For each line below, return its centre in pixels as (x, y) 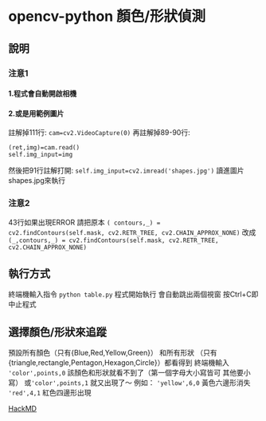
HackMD (23, 409)
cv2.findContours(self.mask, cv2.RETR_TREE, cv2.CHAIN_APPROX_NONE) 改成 (132, 232)
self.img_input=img (41, 155)
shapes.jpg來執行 (37, 181)
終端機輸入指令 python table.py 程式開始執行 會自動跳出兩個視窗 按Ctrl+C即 (133, 294)
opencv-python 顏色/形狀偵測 (107, 16)
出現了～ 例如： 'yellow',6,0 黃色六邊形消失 (177, 383)
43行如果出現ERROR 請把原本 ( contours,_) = (84, 222)
